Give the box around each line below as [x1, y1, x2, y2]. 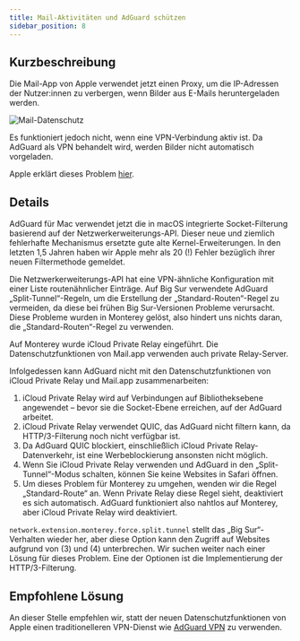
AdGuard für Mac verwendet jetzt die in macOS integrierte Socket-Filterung [9, 219, 288, 230]
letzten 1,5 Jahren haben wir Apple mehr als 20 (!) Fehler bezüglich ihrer [9, 247, 276, 258]
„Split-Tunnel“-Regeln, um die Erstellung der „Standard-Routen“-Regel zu [9, 293, 279, 304]
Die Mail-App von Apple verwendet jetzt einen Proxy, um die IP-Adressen [9, 78, 279, 90]
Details [9, 195, 49, 210]
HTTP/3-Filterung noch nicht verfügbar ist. [21, 431, 181, 442]
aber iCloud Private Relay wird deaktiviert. [21, 507, 177, 518]
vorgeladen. [9, 152, 54, 162]
